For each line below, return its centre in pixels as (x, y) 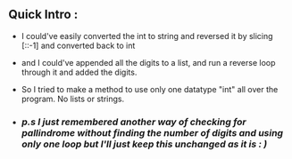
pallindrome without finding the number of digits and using (152, 132)
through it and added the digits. (79, 72)
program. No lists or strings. (73, 99)
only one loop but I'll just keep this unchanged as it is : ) (144, 144)
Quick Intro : (43, 15)
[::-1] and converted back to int (78, 45)
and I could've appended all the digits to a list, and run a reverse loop (148, 62)
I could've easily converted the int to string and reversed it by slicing (147, 36)
